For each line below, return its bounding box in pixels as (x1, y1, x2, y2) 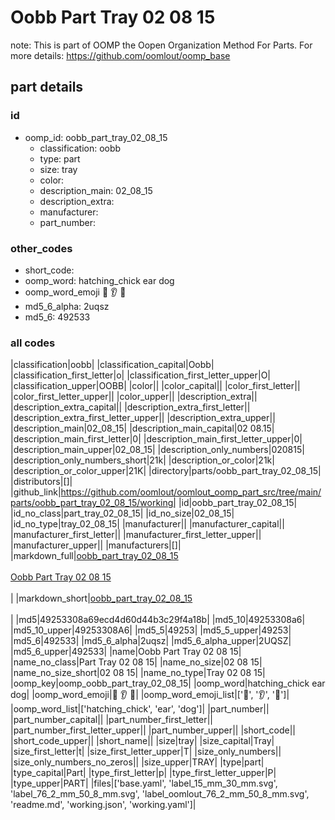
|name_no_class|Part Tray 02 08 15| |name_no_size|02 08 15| (10, 656, 263, 668)
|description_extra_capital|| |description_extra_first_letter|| (10, 401, 251, 413)
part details (10, 79, 84, 96)
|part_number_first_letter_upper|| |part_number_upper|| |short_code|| (10, 724, 297, 736)
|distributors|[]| (10, 476, 73, 488)
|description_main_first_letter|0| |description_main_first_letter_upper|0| (10, 433, 303, 445)
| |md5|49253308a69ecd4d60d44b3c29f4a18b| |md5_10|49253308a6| (10, 614, 306, 626)
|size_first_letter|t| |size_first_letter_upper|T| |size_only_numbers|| (10, 746, 282, 758)
